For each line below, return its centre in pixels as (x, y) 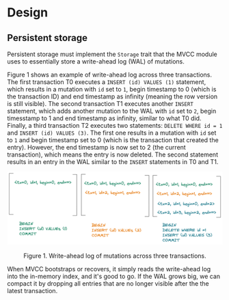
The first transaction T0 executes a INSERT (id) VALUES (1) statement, (107, 82)
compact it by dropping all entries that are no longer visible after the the (108, 284)
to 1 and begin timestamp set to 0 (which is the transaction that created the (113, 140)
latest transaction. (32, 291)
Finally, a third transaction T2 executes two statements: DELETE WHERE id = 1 (115, 125)
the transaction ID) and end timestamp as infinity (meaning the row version (112, 96)
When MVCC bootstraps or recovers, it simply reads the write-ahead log (109, 269)
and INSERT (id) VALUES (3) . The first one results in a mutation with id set (112, 133)
